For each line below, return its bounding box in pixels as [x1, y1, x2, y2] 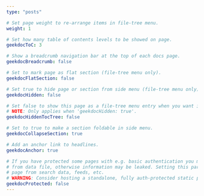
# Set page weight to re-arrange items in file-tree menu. [6, 19, 159, 26]
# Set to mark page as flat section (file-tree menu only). [6, 70, 162, 76]
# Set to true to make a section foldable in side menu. [6, 125, 154, 131]
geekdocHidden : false [6, 92, 61, 98]
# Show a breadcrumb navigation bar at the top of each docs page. [6, 53, 181, 59]
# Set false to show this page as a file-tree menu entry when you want [6, 103, 194, 109]
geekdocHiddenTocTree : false [6, 114, 80, 120]
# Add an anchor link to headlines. [6, 141, 99, 147]
